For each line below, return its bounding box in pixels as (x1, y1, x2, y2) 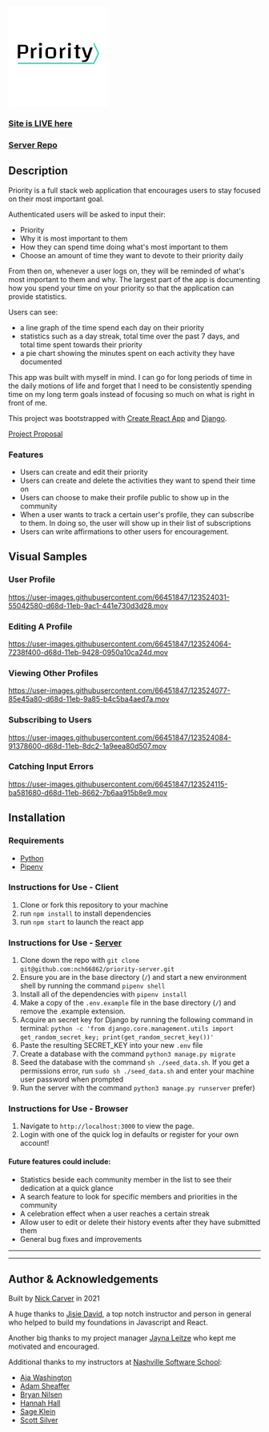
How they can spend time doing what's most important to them (19, 242, 228, 252)
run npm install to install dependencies (19, 908, 151, 918)
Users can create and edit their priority (19, 467, 148, 476)
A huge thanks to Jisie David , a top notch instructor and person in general (8, 1309, 252, 1319)
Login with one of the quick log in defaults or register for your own (19, 1130, 239, 1139)
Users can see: (8, 307, 58, 317)
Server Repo (8, 139, 58, 150)
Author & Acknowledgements (8, 1272, 159, 1286)
